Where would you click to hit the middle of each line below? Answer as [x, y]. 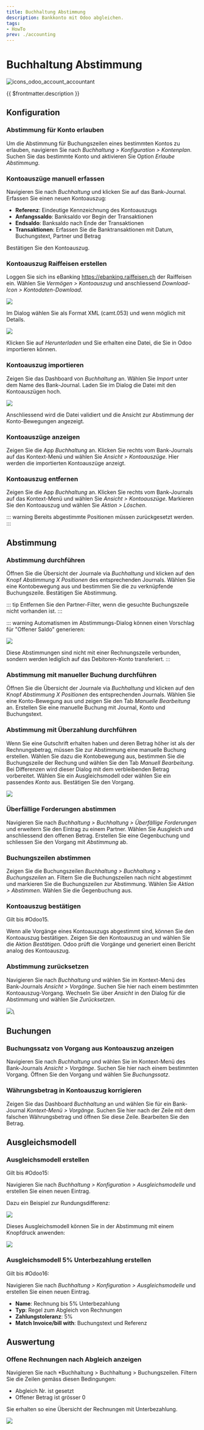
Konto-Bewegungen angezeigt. [45, 421]
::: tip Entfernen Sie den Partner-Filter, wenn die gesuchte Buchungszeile [97, 604]
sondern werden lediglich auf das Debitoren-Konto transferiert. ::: [88, 659]
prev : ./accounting [31, 35]
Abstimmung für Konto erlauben [55, 130]
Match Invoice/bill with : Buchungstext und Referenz [81, 1323]
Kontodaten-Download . [53, 290]
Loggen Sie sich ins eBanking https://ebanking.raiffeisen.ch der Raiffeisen [99, 277]
